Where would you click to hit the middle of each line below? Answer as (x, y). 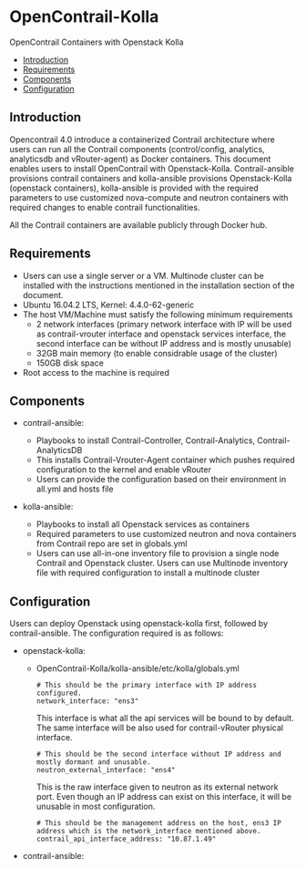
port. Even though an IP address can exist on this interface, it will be (164, 797)
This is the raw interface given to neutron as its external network (157, 787)
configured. (59, 693)
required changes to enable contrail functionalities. (105, 207)
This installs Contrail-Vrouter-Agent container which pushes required (166, 460)
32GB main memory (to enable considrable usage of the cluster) (157, 353)
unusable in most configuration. (96, 807)
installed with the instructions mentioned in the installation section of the (158, 285)
